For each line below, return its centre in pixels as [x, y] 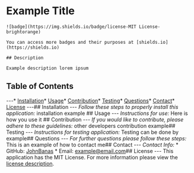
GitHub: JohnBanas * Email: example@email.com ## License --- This [90, 151]
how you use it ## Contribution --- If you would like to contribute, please [95, 119]
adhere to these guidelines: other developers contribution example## [91, 126]
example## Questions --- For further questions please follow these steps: [96, 138]
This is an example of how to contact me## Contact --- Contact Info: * [93, 145]
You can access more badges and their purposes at [70, 42]
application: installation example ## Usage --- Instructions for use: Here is [97, 113]
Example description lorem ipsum [47, 68]
